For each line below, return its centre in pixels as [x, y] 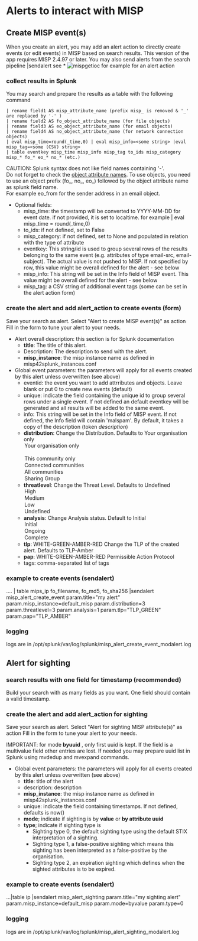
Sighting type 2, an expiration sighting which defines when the [108, 863]
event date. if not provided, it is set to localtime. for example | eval [104, 217]
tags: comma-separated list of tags [66, 563]
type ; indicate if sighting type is [62, 825]
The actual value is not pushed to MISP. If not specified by [117, 262]
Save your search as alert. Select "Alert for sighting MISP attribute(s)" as [94, 727]
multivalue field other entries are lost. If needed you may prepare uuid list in [98, 751]
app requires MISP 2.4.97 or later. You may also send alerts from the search [98, 59]
